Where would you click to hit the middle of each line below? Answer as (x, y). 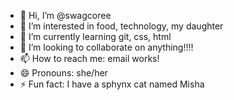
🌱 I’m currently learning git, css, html (95, 36)
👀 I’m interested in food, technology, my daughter (121, 26)
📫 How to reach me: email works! (89, 58)
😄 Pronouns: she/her (63, 73)
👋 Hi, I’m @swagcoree (65, 15)
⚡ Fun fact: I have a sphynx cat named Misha (112, 84)
